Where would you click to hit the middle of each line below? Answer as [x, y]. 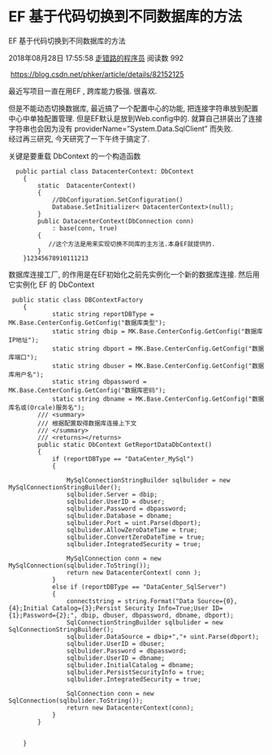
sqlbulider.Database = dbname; [119, 516]
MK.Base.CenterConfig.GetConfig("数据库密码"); [87, 390]
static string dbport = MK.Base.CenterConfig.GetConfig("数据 [158, 349]
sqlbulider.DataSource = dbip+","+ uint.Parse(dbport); [163, 636]
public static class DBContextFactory [78, 300]
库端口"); [23, 357]
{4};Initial [28, 608]
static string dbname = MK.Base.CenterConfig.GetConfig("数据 [158, 399]
